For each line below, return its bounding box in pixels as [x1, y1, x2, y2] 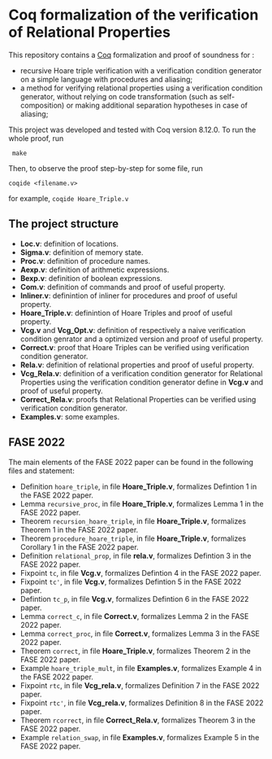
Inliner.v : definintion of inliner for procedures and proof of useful [19, 291, 238, 301]
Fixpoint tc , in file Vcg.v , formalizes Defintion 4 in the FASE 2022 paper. [19, 568, 261, 577]
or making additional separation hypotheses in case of [66, 100, 248, 110]
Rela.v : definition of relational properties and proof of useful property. [19, 360, 254, 370]
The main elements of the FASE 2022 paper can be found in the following [8, 457, 254, 467]
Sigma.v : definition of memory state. [19, 247, 144, 257]
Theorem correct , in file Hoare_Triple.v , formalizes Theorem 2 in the [19, 646, 251, 656]
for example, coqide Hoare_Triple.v [8, 193, 129, 203]
